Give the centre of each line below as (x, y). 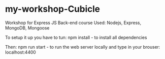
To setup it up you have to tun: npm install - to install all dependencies (76, 37)
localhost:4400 (20, 52)
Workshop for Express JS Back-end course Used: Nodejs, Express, (73, 23)
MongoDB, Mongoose (27, 28)
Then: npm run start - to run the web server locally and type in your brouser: (82, 47)
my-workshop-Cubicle (52, 9)
